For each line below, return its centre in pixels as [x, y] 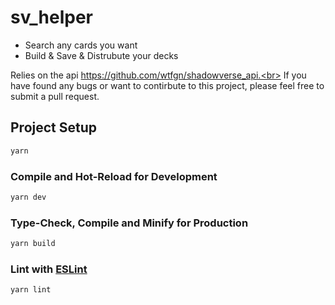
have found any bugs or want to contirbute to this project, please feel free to [167, 85]
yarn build [33, 244]
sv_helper [51, 17]
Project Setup [54, 127]
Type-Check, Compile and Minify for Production [129, 223]
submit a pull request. [55, 96]
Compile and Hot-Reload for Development [114, 176]
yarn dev [28, 197]
